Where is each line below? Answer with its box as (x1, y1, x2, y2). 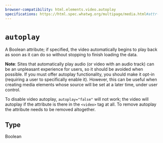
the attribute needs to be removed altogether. (5, 107, 96, 112)
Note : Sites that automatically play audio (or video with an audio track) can (5, 61, 154, 67)
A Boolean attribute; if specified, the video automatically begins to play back (5, 47, 158, 52)
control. (5, 87, 21, 93)
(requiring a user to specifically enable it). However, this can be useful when (5, 77, 157, 82)
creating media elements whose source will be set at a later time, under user (5, 82, 158, 88)
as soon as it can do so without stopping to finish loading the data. (5, 52, 138, 58)
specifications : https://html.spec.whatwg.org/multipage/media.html (5, 12, 147, 16)
